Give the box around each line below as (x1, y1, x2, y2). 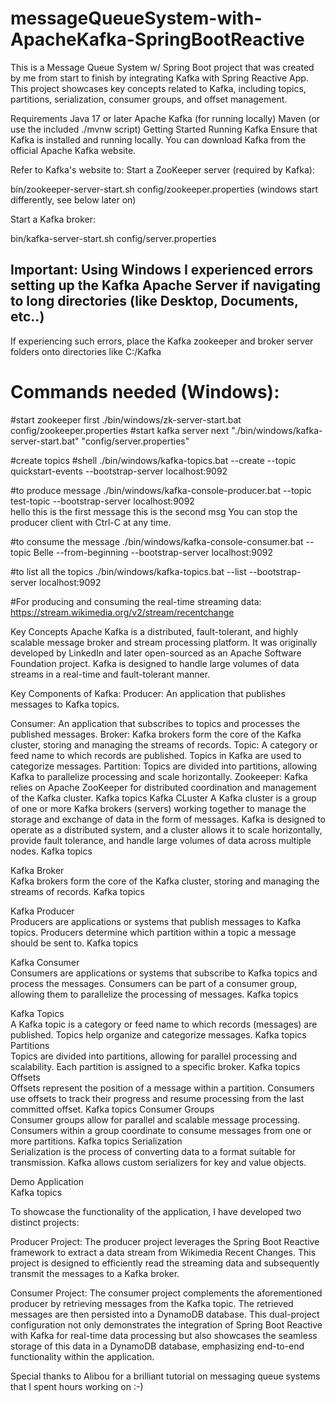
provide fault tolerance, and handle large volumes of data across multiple (10, 834, 312, 846)
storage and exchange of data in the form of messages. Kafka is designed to (10, 813, 326, 825)
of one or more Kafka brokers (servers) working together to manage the (10, 802, 307, 814)
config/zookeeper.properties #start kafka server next (10, 424, 230, 436)
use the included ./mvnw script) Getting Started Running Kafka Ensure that (10, 123, 318, 135)
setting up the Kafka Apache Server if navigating (10, 277, 322, 294)
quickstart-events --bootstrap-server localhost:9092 (10, 465, 228, 477)
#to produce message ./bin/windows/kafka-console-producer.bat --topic (10, 484, 312, 496)
